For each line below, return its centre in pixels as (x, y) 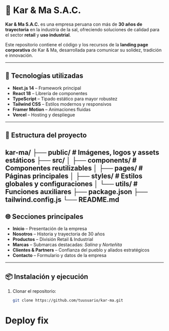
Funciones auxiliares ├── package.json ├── (76, 191)
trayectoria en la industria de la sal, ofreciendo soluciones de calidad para (82, 29)
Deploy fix (27, 321)
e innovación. (19, 55)
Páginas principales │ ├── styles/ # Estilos (74, 176)
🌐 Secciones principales (44, 217)
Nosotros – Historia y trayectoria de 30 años (59, 234)
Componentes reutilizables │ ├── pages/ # (74, 168)
